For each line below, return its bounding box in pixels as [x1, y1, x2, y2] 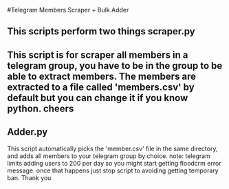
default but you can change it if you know [7, 92, 188, 104]
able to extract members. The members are [7, 70, 197, 82]
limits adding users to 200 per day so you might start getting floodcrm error [7, 159, 221, 167]
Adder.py [7, 126, 48, 138]
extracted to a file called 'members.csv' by [7, 81, 195, 93]
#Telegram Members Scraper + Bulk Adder [7, 6, 129, 14]
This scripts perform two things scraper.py [7, 25, 196, 37]
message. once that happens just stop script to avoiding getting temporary [7, 166, 219, 175]
